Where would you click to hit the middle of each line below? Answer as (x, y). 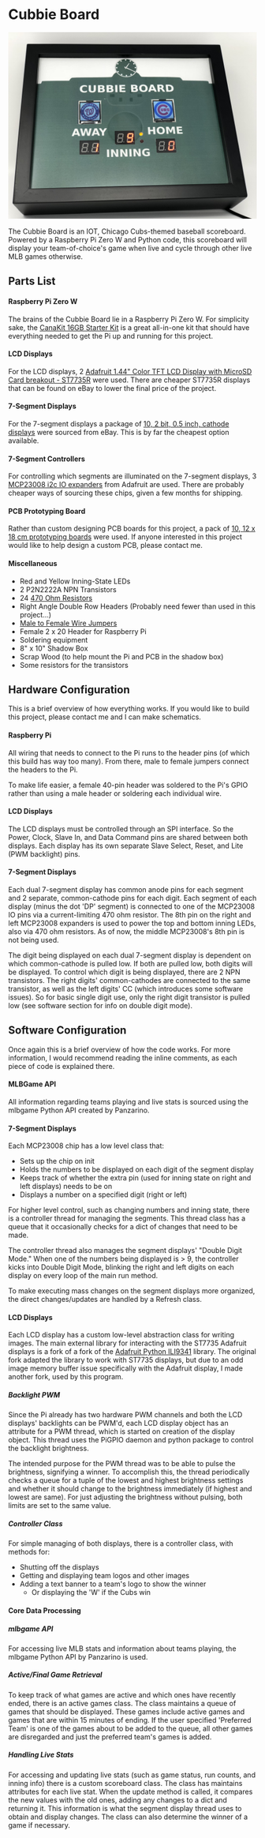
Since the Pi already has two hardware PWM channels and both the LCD (125, 1415)
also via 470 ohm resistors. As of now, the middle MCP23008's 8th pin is (127, 931)
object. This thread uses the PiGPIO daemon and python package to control (131, 1440)
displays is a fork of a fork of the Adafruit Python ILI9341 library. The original (132, 1352)
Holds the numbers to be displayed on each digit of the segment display (136, 1169)
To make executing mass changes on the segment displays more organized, (132, 1291)
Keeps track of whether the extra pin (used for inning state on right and (135, 1178)
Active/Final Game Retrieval (55, 1675)
